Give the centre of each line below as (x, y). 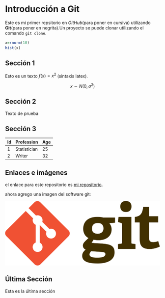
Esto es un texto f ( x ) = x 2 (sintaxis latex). (47, 76)
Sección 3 (21, 129)
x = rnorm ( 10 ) (17, 43)
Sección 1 (20, 63)
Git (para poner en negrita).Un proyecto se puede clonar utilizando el (74, 27)
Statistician (27, 149)
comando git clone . (26, 33)
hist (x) (13, 48)
